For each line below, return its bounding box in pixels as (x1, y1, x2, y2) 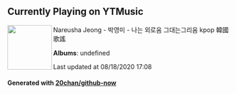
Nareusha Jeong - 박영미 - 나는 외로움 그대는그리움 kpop (53, 25, 215, 34)
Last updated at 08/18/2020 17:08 (53, 62, 152, 70)
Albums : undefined (53, 48, 110, 57)
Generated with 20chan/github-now (7, 78, 117, 88)
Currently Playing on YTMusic (7, 6, 144, 18)
